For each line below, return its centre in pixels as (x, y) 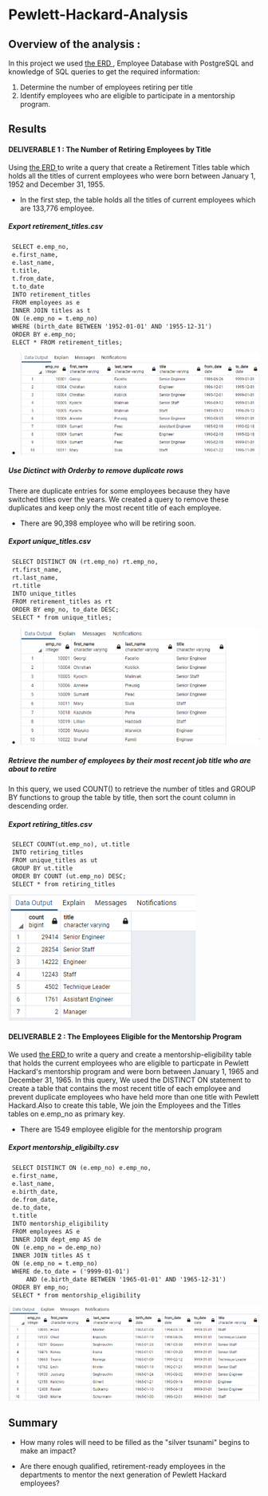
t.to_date (28, 286)
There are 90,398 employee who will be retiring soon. (108, 523)
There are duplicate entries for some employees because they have (119, 490)
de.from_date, (35, 1199)
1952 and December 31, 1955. (57, 184)
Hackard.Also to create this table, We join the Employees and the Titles (125, 1105)
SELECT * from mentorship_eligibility (76, 1295)
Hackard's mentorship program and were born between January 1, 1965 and (134, 1071)
